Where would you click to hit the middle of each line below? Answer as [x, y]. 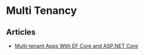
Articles [21, 32]
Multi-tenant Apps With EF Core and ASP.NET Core [76, 46]
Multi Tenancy [42, 11]
